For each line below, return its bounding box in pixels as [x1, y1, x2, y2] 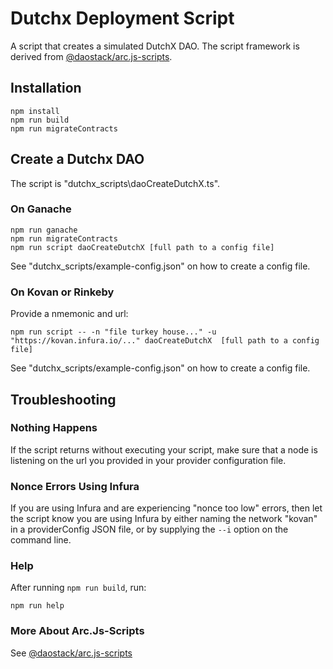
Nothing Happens [10, 421, 98, 435]
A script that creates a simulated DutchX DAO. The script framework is [10, 40, 300, 52]
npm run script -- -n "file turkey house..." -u [10, 327, 217, 337]
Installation [10, 80, 82, 97]
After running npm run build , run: [10, 582, 147, 594]
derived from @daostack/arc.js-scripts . [10, 50, 173, 62]
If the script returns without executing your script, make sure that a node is [10, 443, 318, 456]
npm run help [10, 601, 65, 611]
